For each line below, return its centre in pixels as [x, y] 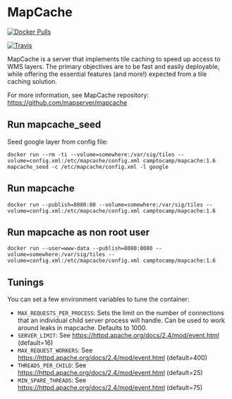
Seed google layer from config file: [58, 141]
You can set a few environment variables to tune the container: [98, 299]
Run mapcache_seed [54, 125]
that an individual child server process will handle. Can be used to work [121, 320]
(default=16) [35, 343]
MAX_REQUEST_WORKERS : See [55, 350]
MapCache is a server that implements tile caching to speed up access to [114, 59]
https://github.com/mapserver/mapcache [67, 102]
